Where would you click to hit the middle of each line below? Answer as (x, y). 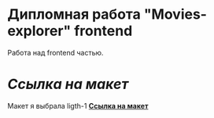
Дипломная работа (74, 14)
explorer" (39, 31)
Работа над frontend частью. (55, 52)
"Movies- (175, 14)
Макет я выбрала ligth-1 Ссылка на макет (78, 105)
